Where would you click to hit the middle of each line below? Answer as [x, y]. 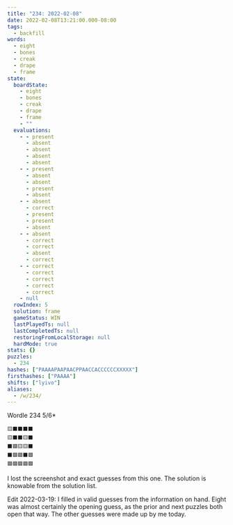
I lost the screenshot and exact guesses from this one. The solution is [107, 478]
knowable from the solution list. [52, 486]
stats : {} [22, 350]
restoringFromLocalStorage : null [62, 337]
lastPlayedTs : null [42, 324]
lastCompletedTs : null [46, 331]
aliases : [20, 389]
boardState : [31, 85]
